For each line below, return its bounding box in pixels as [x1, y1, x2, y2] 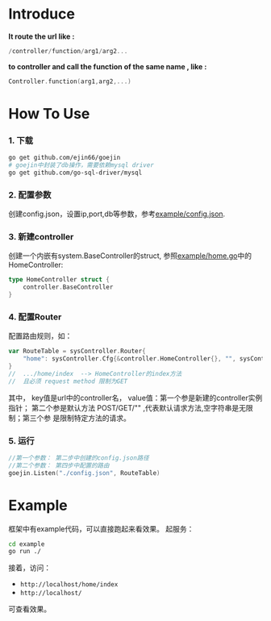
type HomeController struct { [8, 276, 110, 284]
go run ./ [8, 548, 42, 556]
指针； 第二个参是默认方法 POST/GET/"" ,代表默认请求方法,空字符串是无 [8, 402, 247, 412]
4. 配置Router [8, 311, 62, 323]
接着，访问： [8, 563, 51, 573]
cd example [8, 540, 45, 548]
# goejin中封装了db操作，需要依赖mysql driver [8, 161, 155, 169]
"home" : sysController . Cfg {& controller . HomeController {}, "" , [23, 355, 236, 363]
